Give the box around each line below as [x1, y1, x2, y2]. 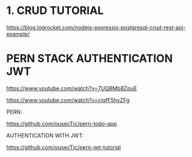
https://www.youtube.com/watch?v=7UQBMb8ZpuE [6, 85, 137, 92]
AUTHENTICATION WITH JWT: [6, 131, 84, 139]
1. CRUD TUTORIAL [6, 4, 104, 18]
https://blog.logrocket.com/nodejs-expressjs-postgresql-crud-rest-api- [6, 24, 186, 31]
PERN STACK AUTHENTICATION [6, 52, 173, 66]
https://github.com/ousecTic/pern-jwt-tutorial [6, 144, 121, 151]
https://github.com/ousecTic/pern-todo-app [6, 120, 117, 127]
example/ [6, 30, 30, 37]
